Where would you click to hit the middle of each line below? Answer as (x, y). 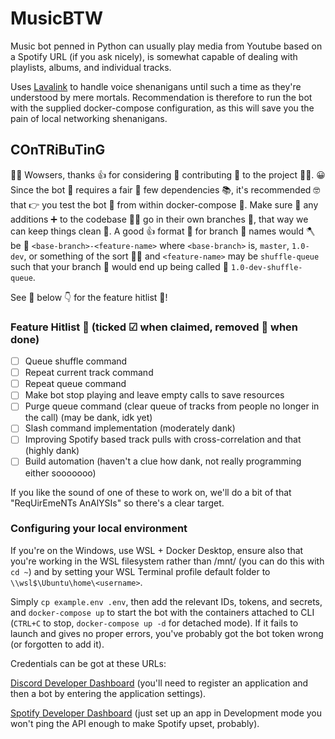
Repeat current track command (89, 373)
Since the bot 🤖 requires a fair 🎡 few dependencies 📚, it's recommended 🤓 (165, 189)
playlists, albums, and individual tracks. (91, 67)
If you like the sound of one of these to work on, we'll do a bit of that (151, 492)
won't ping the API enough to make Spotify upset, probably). (135, 723)
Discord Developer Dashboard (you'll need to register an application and (159, 683)
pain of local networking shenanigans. (89, 118)
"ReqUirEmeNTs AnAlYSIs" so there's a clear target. (117, 503)
